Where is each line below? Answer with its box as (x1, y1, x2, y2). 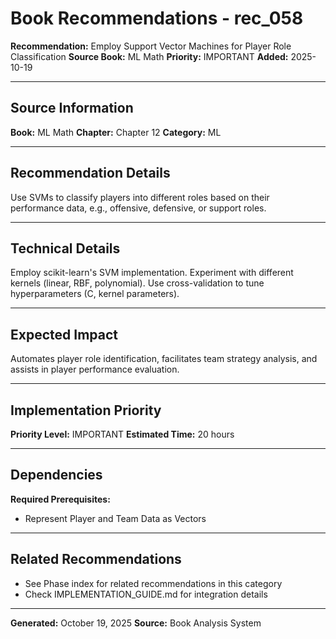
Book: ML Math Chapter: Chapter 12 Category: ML (10, 126, 222, 138)
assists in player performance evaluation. (10, 363, 180, 376)
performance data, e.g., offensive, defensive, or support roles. (10, 202, 267, 214)
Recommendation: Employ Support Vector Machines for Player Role (10, 40, 292, 52)
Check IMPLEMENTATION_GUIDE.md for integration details (24, 588, 268, 600)
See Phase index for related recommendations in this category (24, 577, 283, 589)
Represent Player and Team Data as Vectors (24, 512, 207, 524)
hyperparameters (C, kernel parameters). (10, 288, 180, 300)
